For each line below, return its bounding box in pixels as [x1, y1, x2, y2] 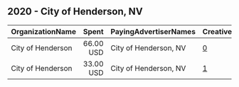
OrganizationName [11, 26, 77, 36]
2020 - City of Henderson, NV [7, 6, 144, 18]
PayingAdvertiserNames [110, 26, 196, 36]
